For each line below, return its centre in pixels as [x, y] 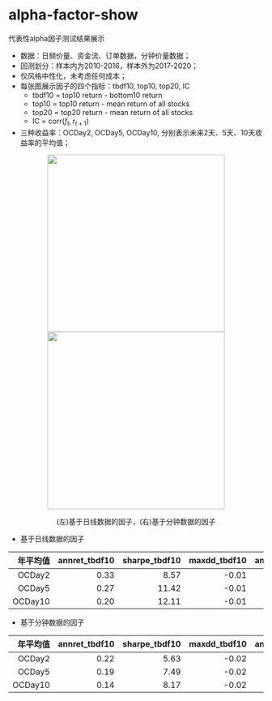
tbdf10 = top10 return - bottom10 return [98, 95]
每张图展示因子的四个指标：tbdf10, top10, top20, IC [105, 86]
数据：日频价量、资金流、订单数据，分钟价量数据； [105, 55]
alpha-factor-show [73, 15]
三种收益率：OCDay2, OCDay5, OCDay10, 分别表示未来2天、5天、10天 [138, 132]
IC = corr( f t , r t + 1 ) [60, 122]
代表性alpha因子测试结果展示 [57, 38]
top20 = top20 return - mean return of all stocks [113, 112]
